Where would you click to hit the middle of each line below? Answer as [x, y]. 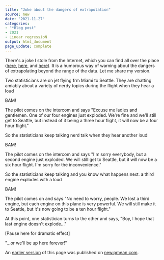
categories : [17, 23]
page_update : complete [28, 46]
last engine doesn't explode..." [36, 224]
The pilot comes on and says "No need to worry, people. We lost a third [77, 198]
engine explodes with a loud [34, 179]
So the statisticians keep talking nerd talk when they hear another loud [76, 135]
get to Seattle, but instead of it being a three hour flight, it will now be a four [82, 120]
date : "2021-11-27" [25, 19]
